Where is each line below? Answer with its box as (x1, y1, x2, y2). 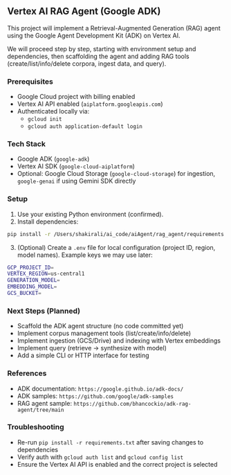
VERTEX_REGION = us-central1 (7, 270, 85, 278)
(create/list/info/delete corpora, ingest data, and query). (7, 59, 167, 68)
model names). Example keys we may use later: (17, 251, 154, 259)
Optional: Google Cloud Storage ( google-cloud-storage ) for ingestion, (17, 170, 216, 178)
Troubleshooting (7, 422, 64, 432)
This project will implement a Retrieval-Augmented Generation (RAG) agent (7, 24, 221, 32)
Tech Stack (7, 139, 46, 149)
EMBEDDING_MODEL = (7, 283, 57, 290)
